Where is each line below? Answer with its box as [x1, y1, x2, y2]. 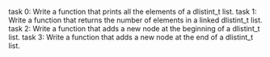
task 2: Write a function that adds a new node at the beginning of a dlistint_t [8, 24, 260, 33]
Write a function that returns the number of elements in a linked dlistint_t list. [8, 15, 263, 25]
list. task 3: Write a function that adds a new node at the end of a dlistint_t [8, 32, 254, 42]
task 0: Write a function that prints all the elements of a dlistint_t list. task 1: [8, 7, 257, 16]
